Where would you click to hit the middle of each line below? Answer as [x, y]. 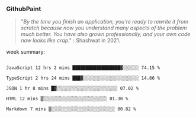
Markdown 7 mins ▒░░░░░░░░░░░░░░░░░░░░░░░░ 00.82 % [71, 109]
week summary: [26, 52]
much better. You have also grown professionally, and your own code [105, 34]
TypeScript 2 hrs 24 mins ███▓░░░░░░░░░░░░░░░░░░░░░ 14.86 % [83, 78]
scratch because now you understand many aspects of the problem [104, 28]
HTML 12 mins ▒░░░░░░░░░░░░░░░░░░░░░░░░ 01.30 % [67, 99]
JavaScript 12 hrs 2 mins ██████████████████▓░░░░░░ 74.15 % [83, 68]
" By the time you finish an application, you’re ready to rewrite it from [104, 22]
